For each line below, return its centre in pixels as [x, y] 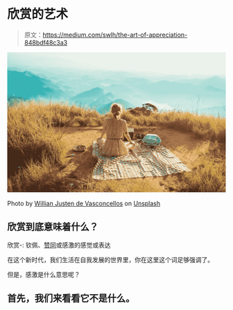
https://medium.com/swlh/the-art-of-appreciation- [115, 35]
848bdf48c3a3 [46, 42]
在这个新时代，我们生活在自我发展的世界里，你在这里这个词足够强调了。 [110, 259]
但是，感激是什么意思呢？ [44, 274]
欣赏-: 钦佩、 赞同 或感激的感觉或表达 [59, 245]
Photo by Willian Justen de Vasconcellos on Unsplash [84, 203]
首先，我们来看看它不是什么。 [71, 299]
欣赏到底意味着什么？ [53, 227]
